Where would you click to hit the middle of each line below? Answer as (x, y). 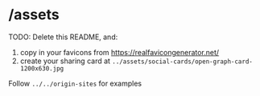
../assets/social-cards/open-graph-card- (183, 62)
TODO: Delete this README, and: (63, 37)
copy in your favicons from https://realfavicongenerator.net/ (120, 52)
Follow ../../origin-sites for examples (75, 83)
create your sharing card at (65, 61)
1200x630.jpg (42, 68)
